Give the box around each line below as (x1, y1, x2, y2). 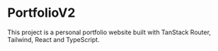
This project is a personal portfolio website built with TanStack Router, (7, 28, 211, 36)
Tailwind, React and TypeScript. (7, 35, 101, 43)
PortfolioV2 (7, 5, 76, 21)
